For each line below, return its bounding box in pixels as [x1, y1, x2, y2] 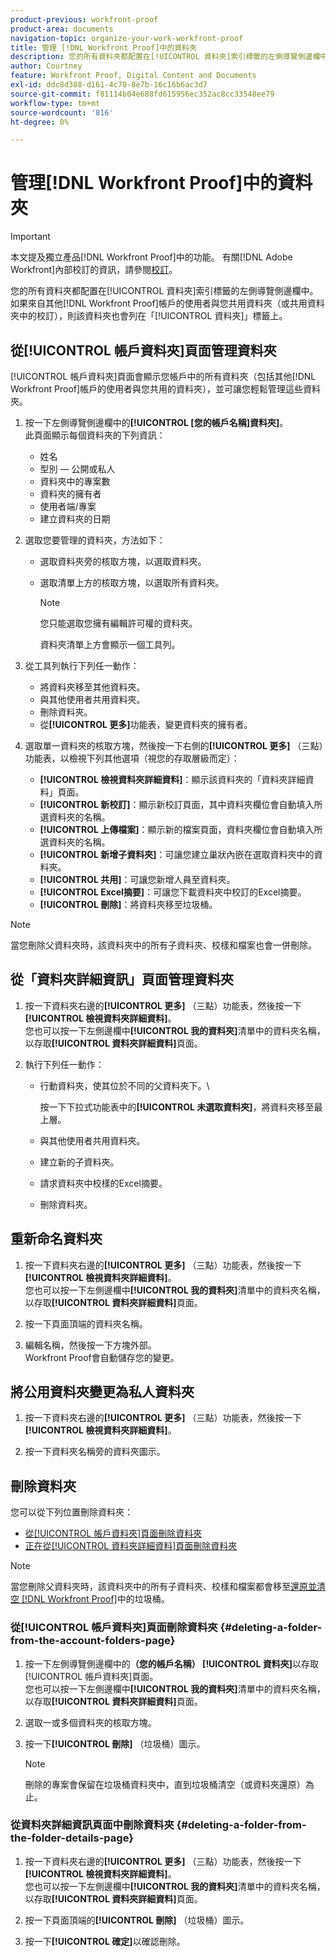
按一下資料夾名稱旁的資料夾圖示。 [24, 1446, 166, 1458]
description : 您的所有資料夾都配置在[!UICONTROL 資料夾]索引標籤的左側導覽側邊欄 [10, 52, 321, 62]
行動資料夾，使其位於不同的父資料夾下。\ [39, 1079, 210, 1091]
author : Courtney [10, 61, 83, 71]
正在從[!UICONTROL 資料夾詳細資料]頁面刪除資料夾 [24, 1540, 238, 1552]
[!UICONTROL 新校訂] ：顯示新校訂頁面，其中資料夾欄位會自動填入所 [39, 799, 323, 810]
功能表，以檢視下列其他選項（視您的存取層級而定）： [24, 752, 240, 764]
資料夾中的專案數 [39, 476, 111, 487]
